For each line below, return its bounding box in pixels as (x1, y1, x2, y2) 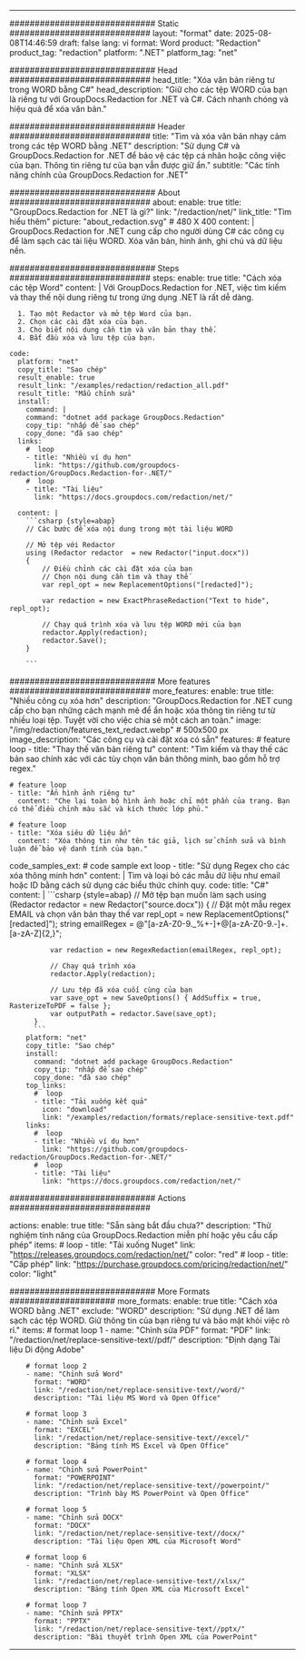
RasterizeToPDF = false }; (9, 1002, 112, 1011)
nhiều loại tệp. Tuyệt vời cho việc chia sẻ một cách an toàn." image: (9, 715, 261, 725)
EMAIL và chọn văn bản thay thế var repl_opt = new (9, 909, 202, 920)
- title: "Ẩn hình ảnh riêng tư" (9, 789, 136, 798)
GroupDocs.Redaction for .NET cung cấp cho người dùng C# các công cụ (9, 226, 284, 237)
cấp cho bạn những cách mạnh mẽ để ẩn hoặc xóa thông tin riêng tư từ (9, 705, 276, 716)
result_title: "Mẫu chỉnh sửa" (17, 389, 136, 398)
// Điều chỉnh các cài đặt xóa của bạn (42, 565, 193, 574)
